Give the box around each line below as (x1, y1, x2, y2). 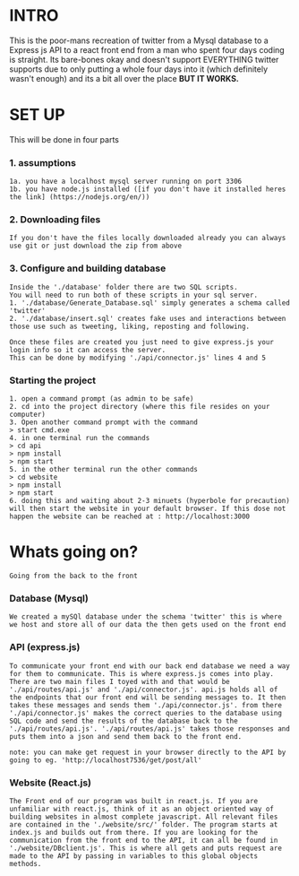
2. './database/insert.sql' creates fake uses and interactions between (9, 314, 286, 323)
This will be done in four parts (9, 134, 119, 144)
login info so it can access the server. (9, 345, 167, 354)
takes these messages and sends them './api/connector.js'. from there (9, 700, 282, 709)
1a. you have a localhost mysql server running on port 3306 (9, 177, 243, 186)
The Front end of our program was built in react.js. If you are (9, 796, 258, 805)
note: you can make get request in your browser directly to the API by (9, 748, 286, 757)
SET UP (9, 105, 65, 126)
